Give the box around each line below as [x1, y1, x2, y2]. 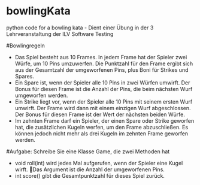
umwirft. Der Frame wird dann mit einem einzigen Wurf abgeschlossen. [14, 104, 191, 111]
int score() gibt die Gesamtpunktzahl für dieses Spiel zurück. [14, 172, 165, 179]
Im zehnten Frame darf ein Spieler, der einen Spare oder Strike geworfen [14, 117, 195, 124]
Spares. [14, 72, 34, 80]
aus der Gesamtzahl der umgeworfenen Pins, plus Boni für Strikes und [14, 66, 189, 73]
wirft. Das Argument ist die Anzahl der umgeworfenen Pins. [14, 166, 165, 173]
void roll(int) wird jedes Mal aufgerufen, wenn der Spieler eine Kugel [14, 159, 183, 166]
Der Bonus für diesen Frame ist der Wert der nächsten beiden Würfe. [14, 111, 186, 118]
